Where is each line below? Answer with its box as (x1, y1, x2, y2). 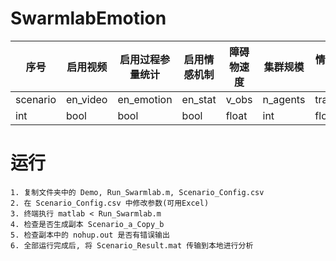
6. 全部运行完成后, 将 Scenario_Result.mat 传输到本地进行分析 (10, 240, 254, 251)
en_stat (181, 92, 217, 106)
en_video (66, 92, 108, 106)
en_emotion (117, 92, 173, 106)
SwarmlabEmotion (10, 7, 167, 30)
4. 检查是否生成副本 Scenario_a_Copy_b (10, 219, 165, 229)
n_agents (262, 92, 306, 106)
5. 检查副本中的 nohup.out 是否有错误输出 (10, 230, 170, 240)
